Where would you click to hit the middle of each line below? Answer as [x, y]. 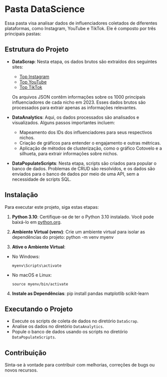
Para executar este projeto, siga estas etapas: [52, 207]
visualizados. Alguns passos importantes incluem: [63, 122]
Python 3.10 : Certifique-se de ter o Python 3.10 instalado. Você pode [83, 217]
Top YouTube [33, 82]
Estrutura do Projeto [37, 49]
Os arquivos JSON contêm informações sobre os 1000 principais [78, 97]
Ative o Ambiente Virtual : [39, 247]
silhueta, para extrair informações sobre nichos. [69, 153]
